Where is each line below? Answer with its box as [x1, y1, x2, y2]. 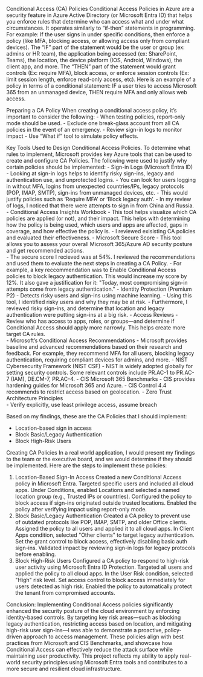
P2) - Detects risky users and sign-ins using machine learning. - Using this [6, 292, 192, 299]
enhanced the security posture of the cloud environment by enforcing [6, 607, 180, 614]
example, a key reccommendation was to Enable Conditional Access [6, 266, 176, 273]
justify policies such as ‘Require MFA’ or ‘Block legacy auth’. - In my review [6, 196, 192, 202]
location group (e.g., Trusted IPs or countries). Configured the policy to [14, 493, 192, 500]
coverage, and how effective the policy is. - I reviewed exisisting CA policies [6, 228, 196, 235]
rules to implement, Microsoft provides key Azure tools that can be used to [6, 151, 192, 158]
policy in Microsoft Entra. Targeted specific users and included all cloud [14, 480, 194, 487]
